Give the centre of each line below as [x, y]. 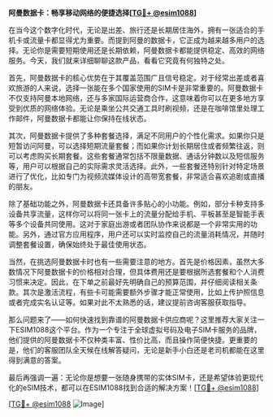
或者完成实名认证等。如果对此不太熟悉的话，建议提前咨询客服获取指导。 [129, 302]
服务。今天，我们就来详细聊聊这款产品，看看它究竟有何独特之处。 [119, 61]
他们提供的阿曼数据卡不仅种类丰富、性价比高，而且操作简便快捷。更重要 [129, 340]
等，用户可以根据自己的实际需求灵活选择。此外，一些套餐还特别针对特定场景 [136, 166]
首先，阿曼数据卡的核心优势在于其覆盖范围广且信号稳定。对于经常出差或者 [133, 78]
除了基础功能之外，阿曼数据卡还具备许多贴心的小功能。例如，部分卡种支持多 [136, 204]
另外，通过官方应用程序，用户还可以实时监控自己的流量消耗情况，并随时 [143, 234]
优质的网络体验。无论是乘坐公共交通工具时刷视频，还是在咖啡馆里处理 [140, 108]
